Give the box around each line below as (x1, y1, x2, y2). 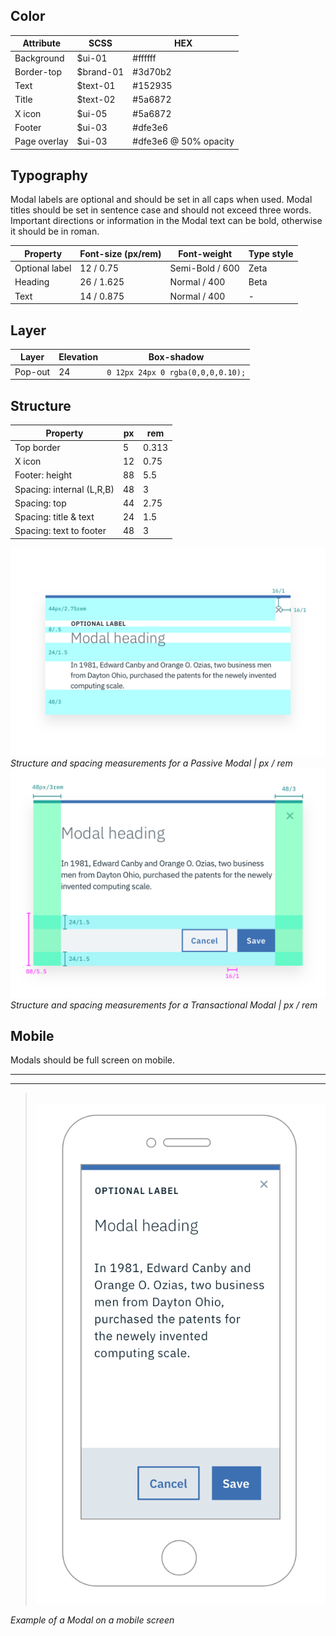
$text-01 (76, 80, 116, 92)
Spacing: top (14, 497, 67, 509)
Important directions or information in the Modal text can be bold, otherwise (10, 215, 323, 227)
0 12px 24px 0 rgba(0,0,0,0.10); (106, 367, 247, 378)
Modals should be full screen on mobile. (10, 1054, 176, 1066)
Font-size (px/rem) (79, 247, 162, 259)
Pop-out (14, 365, 51, 378)
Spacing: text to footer (14, 525, 107, 537)
